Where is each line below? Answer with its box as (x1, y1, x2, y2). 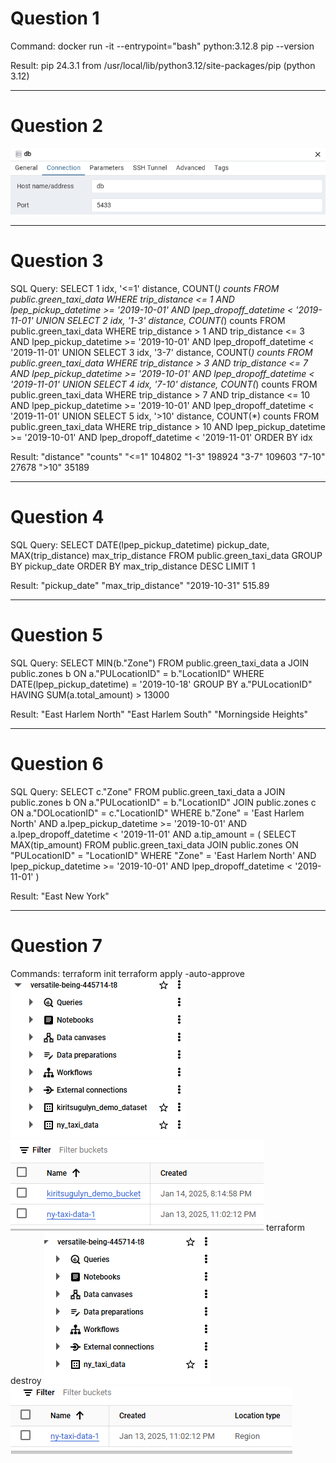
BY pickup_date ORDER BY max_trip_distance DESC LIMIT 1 (10, 560, 256, 572)
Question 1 (10, 7, 100, 30)
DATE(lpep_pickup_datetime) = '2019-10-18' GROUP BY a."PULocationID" (10, 678, 313, 690)
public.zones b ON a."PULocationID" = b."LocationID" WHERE (10, 667, 265, 679)
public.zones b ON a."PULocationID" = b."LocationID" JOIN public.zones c (10, 796, 317, 808)
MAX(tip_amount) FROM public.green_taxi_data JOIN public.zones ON (10, 838, 299, 851)
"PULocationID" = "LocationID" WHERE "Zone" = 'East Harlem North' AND (10, 849, 317, 861)
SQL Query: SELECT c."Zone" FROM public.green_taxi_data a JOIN (10, 785, 286, 797)
